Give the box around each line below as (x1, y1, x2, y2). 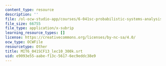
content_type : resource (5, 7, 54, 12)
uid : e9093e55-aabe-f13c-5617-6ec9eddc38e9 (5, 53, 96, 59)
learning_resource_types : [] (5, 30, 65, 35)
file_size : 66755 (5, 21, 41, 26)
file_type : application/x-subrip (5, 26, 74, 31)
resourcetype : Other (5, 44, 48, 49)
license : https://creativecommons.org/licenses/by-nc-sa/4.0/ (5, 35, 136, 40)
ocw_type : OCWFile (5, 40, 43, 45)
